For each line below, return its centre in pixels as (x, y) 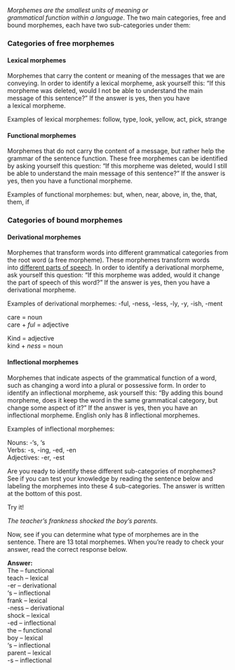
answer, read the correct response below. (67, 549)
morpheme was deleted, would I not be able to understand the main (105, 91)
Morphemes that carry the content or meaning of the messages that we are (116, 76)
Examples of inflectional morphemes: (61, 429)
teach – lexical (28, 578)
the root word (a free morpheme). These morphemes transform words (109, 260)
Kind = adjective (31, 339)
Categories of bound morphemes (65, 220)
